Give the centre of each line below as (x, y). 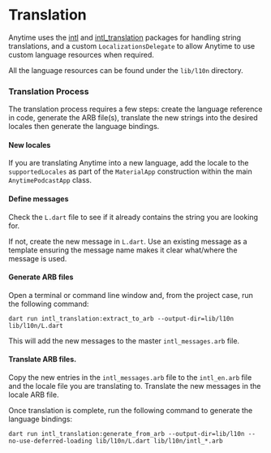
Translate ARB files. (43, 360)
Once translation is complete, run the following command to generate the (131, 411)
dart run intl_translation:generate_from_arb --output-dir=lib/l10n (127, 434)
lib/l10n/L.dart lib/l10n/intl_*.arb (159, 441)
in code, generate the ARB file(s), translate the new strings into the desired (133, 118)
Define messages (39, 199)
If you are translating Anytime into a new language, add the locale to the (129, 163)
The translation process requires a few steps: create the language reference (135, 109)
